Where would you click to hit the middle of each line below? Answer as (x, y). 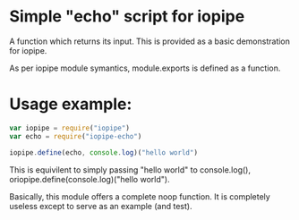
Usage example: (71, 104)
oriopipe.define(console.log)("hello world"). (90, 179)
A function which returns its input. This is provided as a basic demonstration (150, 41)
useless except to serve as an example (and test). (101, 206)
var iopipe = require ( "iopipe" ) (69, 128)
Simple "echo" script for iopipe (127, 17)
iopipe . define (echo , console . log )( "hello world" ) (104, 152)
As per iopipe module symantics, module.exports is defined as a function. (145, 68)
